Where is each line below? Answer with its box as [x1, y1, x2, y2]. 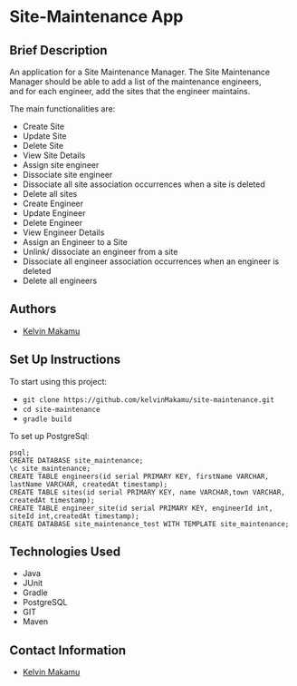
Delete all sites [22, 189, 78, 199]
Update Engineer [22, 208, 86, 219]
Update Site [22, 131, 67, 142]
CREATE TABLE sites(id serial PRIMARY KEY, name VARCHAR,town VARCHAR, [9, 487, 285, 496]
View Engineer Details [22, 227, 105, 238]
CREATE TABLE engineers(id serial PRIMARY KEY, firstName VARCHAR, [9, 472, 270, 481]
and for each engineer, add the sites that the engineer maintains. [9, 86, 251, 96]
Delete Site [22, 141, 64, 151]
